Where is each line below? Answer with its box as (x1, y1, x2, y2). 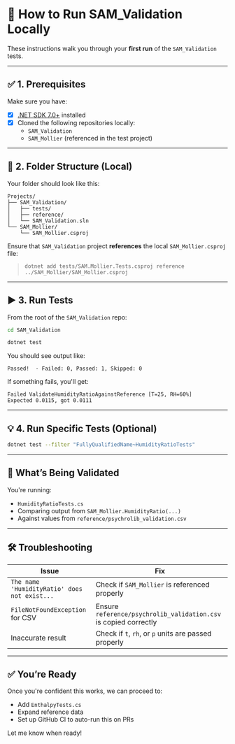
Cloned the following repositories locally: (17, 118, 136, 127)
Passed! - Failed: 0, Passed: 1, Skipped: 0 (7, 365, 142, 373)
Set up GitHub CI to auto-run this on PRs (17, 715, 134, 724)
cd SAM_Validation (7, 327, 61, 334)
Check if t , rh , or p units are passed (95, 629, 212, 638)
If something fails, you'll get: (7, 378, 89, 386)
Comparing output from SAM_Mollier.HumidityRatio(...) (17, 506, 182, 515)
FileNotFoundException (10, 606, 86, 614)
